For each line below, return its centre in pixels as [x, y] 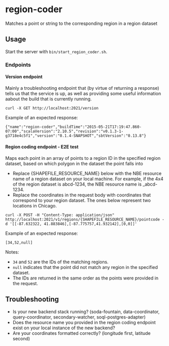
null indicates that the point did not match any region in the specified [85, 267]
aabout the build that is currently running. [48, 99]
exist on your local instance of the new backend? [64, 328]
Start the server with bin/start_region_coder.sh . [56, 51]
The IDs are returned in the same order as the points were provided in [86, 278]
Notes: [12, 252]
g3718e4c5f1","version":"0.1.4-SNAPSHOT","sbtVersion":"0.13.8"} [76, 135]
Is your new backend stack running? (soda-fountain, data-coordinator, [86, 312]
